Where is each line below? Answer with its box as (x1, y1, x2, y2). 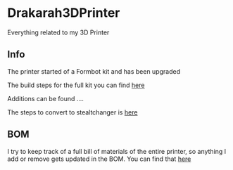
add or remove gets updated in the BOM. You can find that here (7, 155, 191, 163)
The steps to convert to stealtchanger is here (7, 107, 138, 117)
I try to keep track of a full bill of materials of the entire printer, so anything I (7, 147, 227, 155)
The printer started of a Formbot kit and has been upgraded (7, 67, 181, 75)
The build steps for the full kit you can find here (7, 81, 145, 89)
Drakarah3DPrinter (7, 5, 120, 21)
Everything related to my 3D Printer (7, 28, 110, 37)
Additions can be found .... (7, 94, 84, 103)
